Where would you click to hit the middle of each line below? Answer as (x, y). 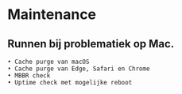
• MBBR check (29, 76)
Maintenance (52, 15)
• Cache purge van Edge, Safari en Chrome (79, 69)
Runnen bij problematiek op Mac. (91, 44)
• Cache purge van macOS (48, 62)
